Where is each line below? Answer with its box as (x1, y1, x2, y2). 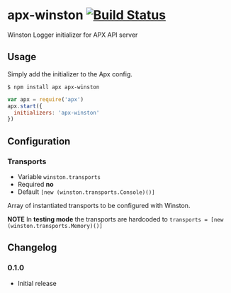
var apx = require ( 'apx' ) (7, 96, 84, 103)
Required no (17, 180, 55, 188)
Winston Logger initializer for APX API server (7, 30, 138, 39)
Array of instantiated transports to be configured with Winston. (7, 201, 191, 209)
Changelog (7, 241, 57, 254)
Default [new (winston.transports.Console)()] (17, 188, 155, 196)
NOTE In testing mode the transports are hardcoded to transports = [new (7, 214, 224, 223)
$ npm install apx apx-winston (7, 84, 100, 91)
